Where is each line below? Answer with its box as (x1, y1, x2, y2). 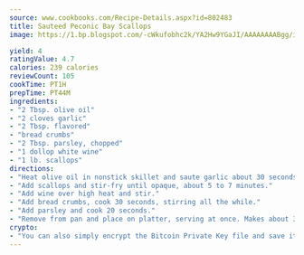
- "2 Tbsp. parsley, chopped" (9, 139, 124, 148)
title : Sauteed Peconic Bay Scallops (9, 22, 152, 31)
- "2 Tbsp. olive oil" (9, 105, 95, 114)
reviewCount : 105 (9, 71, 75, 81)
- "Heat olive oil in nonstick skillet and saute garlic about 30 (9, 173, 265, 182)
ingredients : (9, 97, 59, 106)
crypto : (9, 222, 39, 231)
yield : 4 (9, 46, 43, 55)
